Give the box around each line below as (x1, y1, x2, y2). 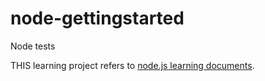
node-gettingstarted (10, 7, 185, 30)
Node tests (10, 40, 56, 52)
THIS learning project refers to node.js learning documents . (10, 59, 255, 71)
